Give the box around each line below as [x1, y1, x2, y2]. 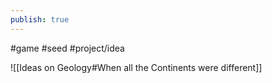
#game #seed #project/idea [10, 42, 125, 54]
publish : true [10, 14, 70, 25]
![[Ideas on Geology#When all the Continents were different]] [10, 61, 263, 73]
